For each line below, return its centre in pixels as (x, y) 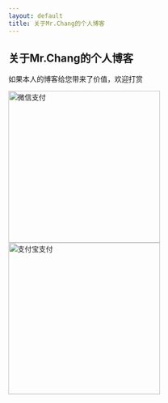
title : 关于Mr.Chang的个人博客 (57, 23)
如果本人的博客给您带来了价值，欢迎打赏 (76, 79)
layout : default (36, 16)
